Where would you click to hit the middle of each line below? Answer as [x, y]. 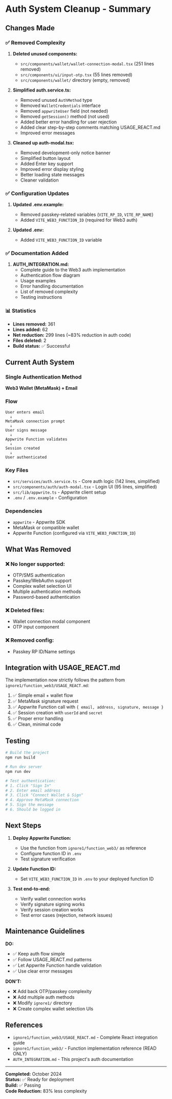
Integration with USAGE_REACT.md [63, 668]
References [24, 1025]
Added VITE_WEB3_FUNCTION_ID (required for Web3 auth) [79, 220]
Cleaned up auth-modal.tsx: [43, 142]
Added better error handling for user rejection [68, 122]
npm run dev [18, 771]
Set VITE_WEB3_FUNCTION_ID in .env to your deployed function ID [87, 879]
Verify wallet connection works [53, 898]
